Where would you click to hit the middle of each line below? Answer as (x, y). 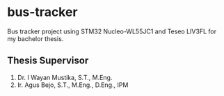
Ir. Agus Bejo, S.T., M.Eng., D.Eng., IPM (73, 85)
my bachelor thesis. (35, 38)
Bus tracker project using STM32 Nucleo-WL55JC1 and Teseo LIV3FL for (112, 31)
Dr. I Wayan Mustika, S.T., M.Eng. (65, 77)
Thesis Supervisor (48, 61)
